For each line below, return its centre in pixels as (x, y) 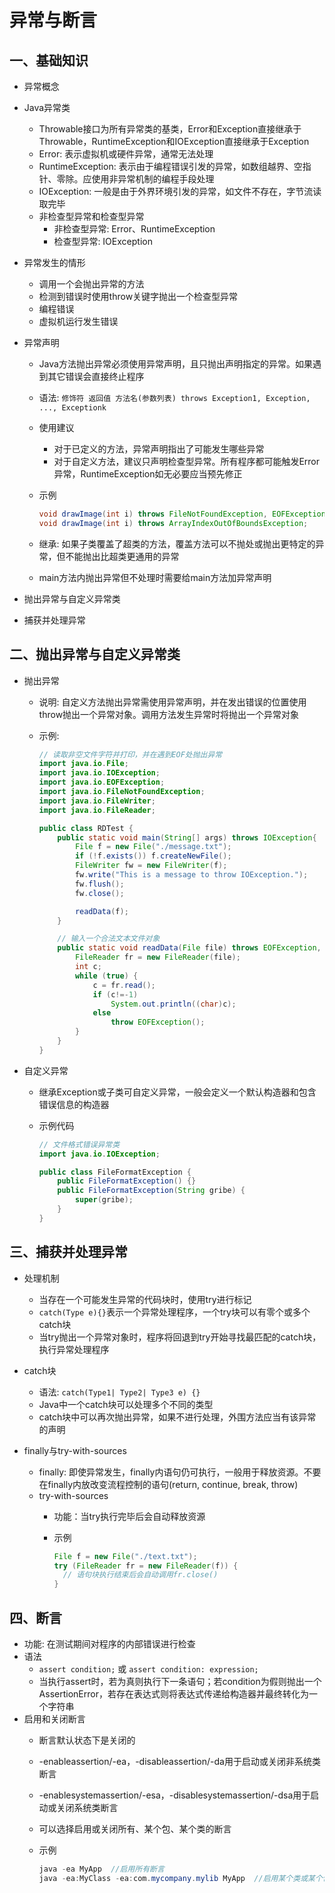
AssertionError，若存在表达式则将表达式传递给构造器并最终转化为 (173, 1693)
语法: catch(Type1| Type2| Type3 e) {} (119, 1392)
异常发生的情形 (54, 262)
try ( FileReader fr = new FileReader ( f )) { (146, 1566)
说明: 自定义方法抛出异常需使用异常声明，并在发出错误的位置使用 (172, 702)
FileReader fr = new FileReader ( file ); (157, 957)
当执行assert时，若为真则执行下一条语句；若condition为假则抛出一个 (180, 1681)
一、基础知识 (49, 60)
